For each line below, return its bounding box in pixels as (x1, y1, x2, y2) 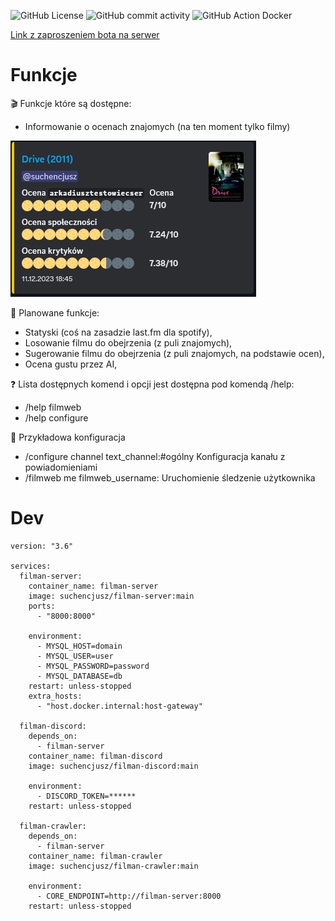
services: (10, 561, 52, 571)
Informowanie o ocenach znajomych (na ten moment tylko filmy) (24, 120, 291, 132)
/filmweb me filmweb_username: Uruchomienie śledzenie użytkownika (24, 471, 316, 484)
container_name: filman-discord (28, 751, 163, 761)
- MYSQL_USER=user (36, 651, 114, 661)
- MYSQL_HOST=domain (36, 641, 123, 651)
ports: (28, 601, 56, 611)
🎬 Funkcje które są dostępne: (10, 97, 132, 109)
